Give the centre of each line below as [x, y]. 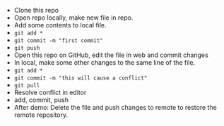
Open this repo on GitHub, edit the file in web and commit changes [111, 55]
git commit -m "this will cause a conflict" [81, 78]
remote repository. [41, 115]
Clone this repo [36, 10]
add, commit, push [41, 100]
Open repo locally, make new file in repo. [73, 18]
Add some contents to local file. [60, 25]
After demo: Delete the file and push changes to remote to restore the [115, 107]
